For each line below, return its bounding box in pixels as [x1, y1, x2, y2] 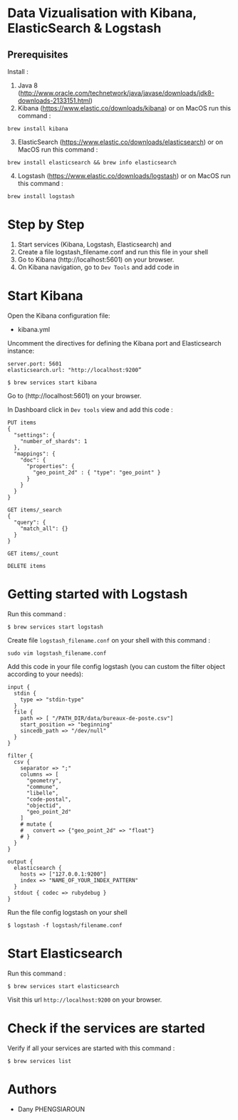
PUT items [7, 419, 37, 426]
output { [7, 858, 33, 865]
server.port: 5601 [7, 360, 62, 368]
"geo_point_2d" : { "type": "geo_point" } [33, 469, 161, 476]
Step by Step [7, 217, 85, 233]
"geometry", [26, 777, 62, 784]
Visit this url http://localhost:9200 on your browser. [7, 995, 162, 1004]
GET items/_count [7, 550, 59, 557]
